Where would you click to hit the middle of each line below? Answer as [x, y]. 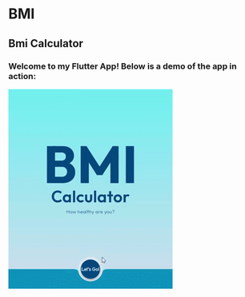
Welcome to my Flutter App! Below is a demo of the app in [123, 66]
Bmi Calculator [46, 44]
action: [22, 76]
